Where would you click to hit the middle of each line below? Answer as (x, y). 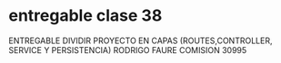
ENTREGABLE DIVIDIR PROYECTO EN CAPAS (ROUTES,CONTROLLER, (140, 40)
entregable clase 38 (85, 16)
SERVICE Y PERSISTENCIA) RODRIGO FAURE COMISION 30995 (128, 49)
